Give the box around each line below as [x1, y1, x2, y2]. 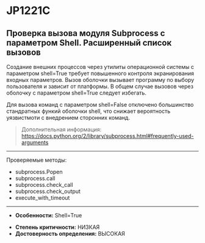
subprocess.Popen [15, 169, 63, 175]
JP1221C [6, 4, 51, 18]
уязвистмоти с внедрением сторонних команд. [6, 114, 130, 121]
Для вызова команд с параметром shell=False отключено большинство [6, 101, 194, 108]
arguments [21, 139, 49, 146]
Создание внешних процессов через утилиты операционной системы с [6, 63, 194, 70]
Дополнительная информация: [21, 126, 102, 133]
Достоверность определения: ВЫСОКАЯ [15, 230, 125, 237]
